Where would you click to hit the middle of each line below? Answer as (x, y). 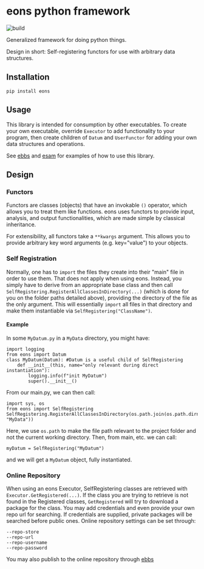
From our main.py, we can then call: (51, 392)
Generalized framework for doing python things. (66, 40)
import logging (25, 349)
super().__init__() (53, 381)
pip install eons (28, 91)
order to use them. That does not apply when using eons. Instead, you (94, 278)
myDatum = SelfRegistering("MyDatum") (55, 448)
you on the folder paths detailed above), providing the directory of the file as (102, 298)
